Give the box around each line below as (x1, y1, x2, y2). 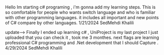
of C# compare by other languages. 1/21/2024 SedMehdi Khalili (5, 20, 134, 26)
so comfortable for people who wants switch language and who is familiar (5, 9, 156, 15)
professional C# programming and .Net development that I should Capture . (5, 40, 159, 46)
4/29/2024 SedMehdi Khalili (5, 45, 63, 51)
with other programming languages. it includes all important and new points (5, 15, 159, 20)
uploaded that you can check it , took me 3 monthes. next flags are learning (5, 34, 160, 40)
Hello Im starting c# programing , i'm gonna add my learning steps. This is (5, 4, 156, 10)
